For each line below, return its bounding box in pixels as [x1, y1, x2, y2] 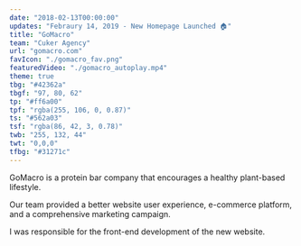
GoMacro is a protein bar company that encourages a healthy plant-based [9, 172, 286, 183]
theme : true [9, 72, 54, 81]
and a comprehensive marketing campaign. [9, 208, 172, 219]
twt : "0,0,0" [9, 139, 59, 148]
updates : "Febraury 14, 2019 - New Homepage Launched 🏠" [9, 22, 232, 31]
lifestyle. [9, 181, 42, 192]
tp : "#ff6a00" [9, 96, 63, 106]
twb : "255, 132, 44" [9, 131, 88, 140]
